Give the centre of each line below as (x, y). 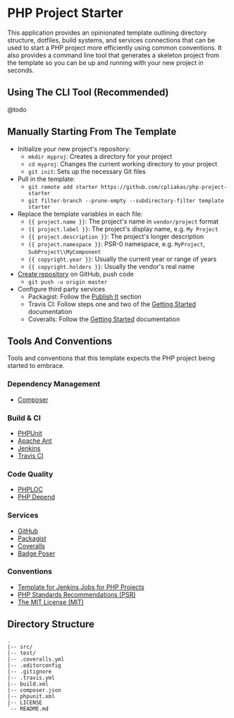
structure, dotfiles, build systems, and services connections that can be (111, 40)
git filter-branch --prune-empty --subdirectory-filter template (126, 201)
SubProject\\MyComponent (64, 252)
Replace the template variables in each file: (80, 214)
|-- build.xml (28, 684)
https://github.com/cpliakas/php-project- (164, 187)
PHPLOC (30, 490)
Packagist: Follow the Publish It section (85, 296)
